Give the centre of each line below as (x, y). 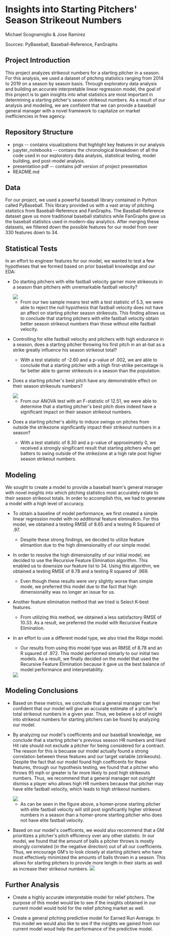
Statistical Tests (31, 249)
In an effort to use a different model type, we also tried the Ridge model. (88, 638)
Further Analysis (32, 885)
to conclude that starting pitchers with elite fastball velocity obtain (90, 318)
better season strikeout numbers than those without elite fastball (88, 324)
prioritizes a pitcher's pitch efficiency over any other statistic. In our (83, 835)
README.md (26, 172)
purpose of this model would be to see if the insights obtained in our (84, 902)
